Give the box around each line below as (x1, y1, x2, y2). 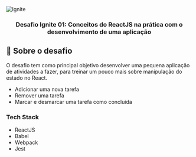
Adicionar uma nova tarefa (14, 86, 80, 93)
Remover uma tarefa (14, 91, 64, 99)
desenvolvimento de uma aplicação (47, 28, 152, 36)
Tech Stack (6, 113, 40, 121)
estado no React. (6, 74, 48, 81)
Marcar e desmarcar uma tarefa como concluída (14, 98, 133, 105)
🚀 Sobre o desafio (6, 46, 73, 56)
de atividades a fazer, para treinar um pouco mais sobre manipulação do (6, 68, 182, 75)
